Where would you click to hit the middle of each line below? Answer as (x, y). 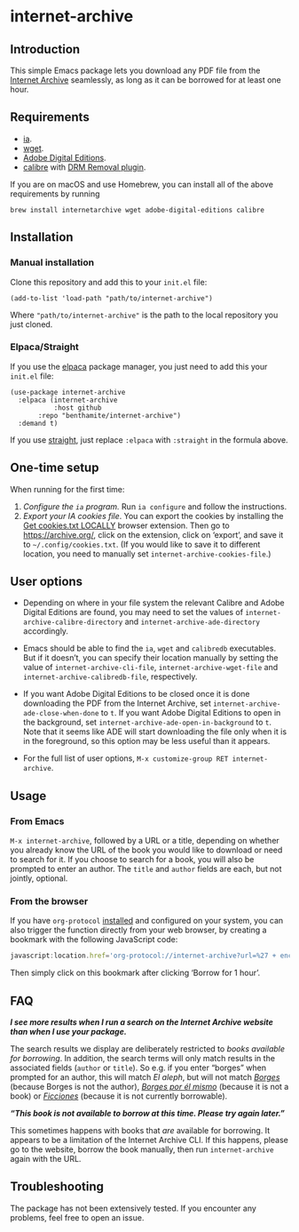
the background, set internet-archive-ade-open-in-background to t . (147, 723)
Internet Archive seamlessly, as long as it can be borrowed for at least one (146, 80)
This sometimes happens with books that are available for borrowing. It (140, 1131)
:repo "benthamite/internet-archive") (109, 415)
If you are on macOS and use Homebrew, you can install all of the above (142, 184)
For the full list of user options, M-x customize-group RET (126, 758)
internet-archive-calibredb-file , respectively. (110, 676)
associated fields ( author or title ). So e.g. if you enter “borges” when (138, 1068)
